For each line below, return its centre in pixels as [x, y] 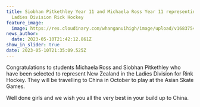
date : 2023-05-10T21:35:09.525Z [46, 51]
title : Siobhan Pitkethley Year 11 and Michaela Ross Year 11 [85, 12]
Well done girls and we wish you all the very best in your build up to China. [98, 97]
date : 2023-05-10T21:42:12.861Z [52, 39]
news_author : [22, 34]
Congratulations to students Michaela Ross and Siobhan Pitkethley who [93, 67]
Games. [16, 86]
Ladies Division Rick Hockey [48, 17]
